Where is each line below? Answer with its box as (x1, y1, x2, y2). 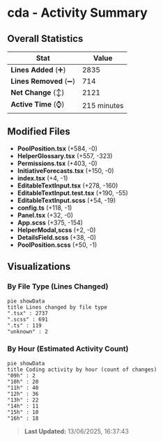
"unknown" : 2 (7, 328, 49, 335)
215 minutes (81, 100, 124, 110)
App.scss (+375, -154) (17, 218, 84, 227)
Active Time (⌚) (10, 100, 65, 109)
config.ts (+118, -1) (17, 204, 72, 212)
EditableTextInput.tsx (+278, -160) (17, 181, 118, 190)
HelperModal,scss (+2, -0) (17, 225, 96, 234)
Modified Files (7, 125, 71, 137)
